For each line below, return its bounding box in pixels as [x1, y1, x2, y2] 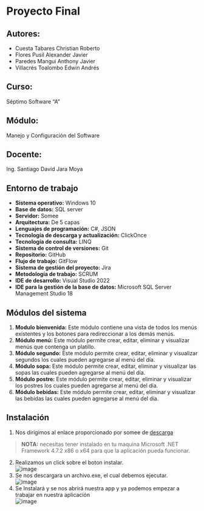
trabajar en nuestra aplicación [15, 491, 90, 498]
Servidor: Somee [15, 212, 59, 220]
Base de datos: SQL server [15, 206, 83, 213]
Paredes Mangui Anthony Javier [15, 58, 96, 65]
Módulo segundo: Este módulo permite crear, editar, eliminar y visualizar [15, 350, 198, 357]
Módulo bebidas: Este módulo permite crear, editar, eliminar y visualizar [15, 389, 196, 396]
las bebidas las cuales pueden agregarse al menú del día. [15, 395, 159, 403]
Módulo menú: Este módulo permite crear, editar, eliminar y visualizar [15, 337, 190, 344]
